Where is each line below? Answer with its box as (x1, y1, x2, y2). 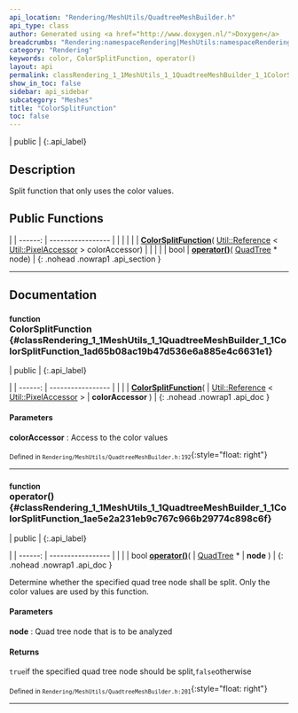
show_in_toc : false (9, 79, 82, 88)
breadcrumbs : (9, 37, 58, 47)
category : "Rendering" (9, 46, 93, 55)
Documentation (9, 287, 98, 302)
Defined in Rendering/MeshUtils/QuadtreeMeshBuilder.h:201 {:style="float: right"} (9, 684, 268, 696)
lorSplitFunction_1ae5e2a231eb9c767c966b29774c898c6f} (9, 513, 272, 525)
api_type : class (9, 21, 69, 30)
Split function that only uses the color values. (9, 185, 175, 196)
